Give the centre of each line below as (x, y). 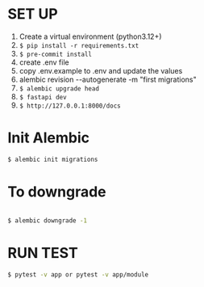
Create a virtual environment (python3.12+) (90, 36)
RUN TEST (43, 253)
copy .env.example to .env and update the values (101, 70)
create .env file (44, 62)
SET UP (33, 14)
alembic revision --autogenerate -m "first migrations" (108, 79)
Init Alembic (49, 138)
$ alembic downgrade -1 (48, 220)
